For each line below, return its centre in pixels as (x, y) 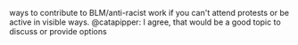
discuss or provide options (58, 31)
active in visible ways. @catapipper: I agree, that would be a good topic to (145, 22)
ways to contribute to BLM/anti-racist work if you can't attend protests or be (149, 13)
